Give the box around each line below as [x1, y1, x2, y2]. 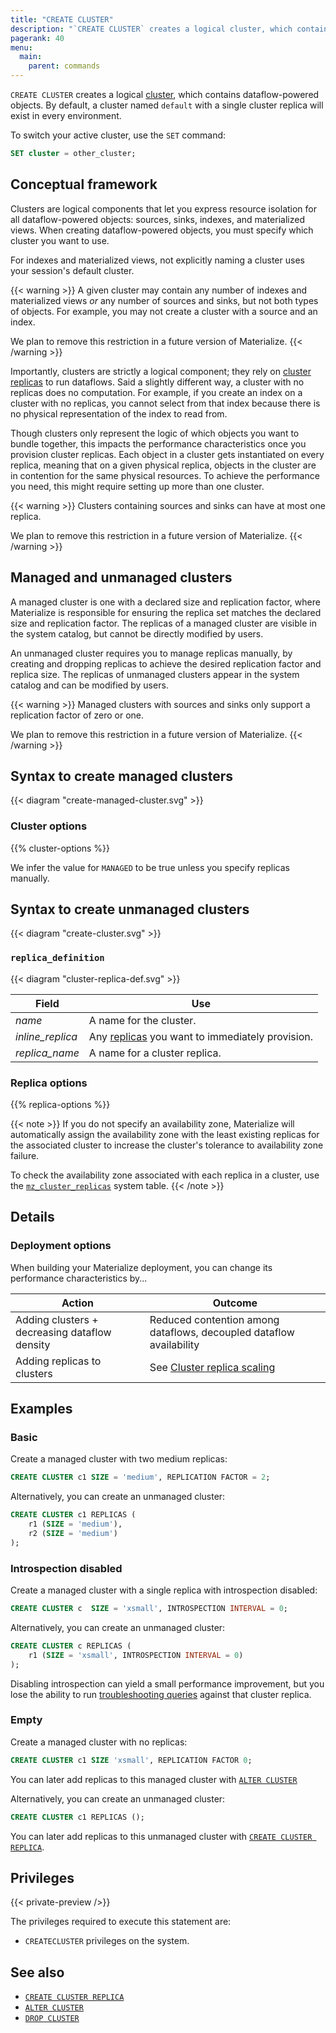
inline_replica [15, 1029, 78, 1043]
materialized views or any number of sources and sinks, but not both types [10, 294, 319, 306]
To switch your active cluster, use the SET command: [10, 129, 227, 141]
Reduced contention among [149, 1312, 280, 1326]
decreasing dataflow [15, 1325, 112, 1339]
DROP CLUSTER [24, 2014, 80, 2024]
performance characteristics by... [10, 1272, 148, 1284]
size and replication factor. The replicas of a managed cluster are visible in [10, 617, 317, 629]
